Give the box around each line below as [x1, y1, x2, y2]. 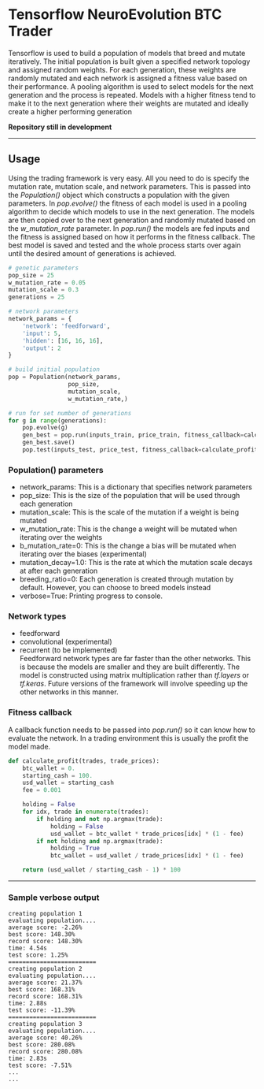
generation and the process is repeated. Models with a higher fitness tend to [8, 90, 256, 99]
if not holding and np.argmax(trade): [36, 837, 163, 845]
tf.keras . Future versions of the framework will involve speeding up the [19, 679, 248, 689]
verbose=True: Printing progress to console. [19, 591, 163, 600]
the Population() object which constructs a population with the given [8, 190, 230, 199]
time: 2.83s [8, 1054, 47, 1063]
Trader [8, 22, 53, 40]
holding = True [49, 845, 101, 853]
